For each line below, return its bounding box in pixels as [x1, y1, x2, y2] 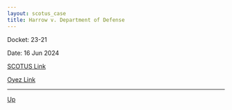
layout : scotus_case [7, 10, 67, 17]
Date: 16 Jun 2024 [7, 49, 60, 57]
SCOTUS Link [7, 62, 46, 70]
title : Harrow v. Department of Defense [7, 16, 126, 23]
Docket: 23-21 [7, 35, 47, 43]
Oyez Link [7, 75, 36, 83]
